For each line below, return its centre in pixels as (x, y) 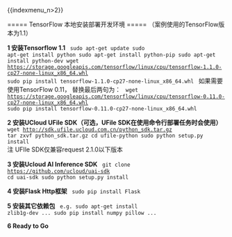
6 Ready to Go (28, 226)
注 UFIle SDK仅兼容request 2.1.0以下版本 (65, 149)
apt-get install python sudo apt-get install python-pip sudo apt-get (111, 55)
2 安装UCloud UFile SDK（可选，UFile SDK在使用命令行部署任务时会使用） (115, 122)
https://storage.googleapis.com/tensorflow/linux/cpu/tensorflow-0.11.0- (116, 97)
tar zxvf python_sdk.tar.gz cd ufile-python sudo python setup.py (105, 136)
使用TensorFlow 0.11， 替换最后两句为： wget (73, 89)
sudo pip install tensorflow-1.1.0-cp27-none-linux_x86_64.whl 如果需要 (115, 81)
